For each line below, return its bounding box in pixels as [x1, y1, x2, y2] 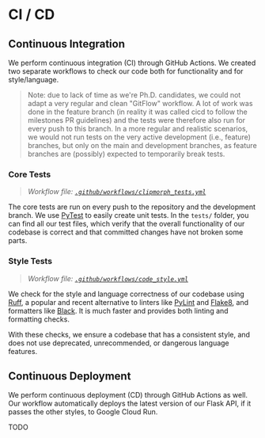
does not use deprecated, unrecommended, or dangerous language [8, 338, 229, 348]
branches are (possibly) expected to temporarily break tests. [27, 149, 225, 158]
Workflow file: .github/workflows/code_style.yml [27, 273, 188, 283]
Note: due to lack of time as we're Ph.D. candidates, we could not [27, 90, 241, 100]
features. [8, 346, 38, 356]
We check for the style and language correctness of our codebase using [8, 289, 245, 299]
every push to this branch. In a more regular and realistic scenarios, [27, 124, 248, 133]
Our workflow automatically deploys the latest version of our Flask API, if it [8, 398, 252, 409]
